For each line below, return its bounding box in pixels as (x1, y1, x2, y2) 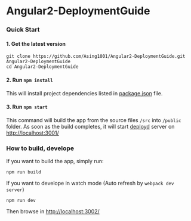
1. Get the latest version (6, 40, 66, 47)
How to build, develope (6, 144, 75, 152)
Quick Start (6, 26, 40, 34)
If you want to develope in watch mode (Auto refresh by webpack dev (6, 180, 174, 187)
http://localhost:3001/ (6, 129, 60, 136)
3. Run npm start (6, 103, 48, 111)
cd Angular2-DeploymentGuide (6, 64, 79, 70)
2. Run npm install (6, 76, 54, 83)
